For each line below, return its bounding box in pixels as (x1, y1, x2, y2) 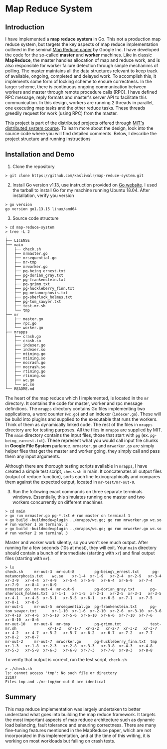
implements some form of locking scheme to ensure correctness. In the (5, 78, 152, 84)
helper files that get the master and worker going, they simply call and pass (5, 448, 160, 454)
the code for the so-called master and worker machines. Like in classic (5, 52, 152, 58)
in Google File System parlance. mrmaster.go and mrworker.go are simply (5, 442, 155, 449)
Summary (5, 693, 36, 701)
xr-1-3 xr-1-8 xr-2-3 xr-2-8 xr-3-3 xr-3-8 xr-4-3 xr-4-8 (5, 643, 153, 648)
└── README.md (5, 386, 35, 391)
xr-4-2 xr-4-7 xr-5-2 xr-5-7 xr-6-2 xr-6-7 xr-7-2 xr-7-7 (5, 630, 153, 635)
